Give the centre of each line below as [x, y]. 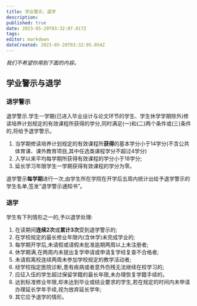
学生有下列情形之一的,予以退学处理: [50, 217]
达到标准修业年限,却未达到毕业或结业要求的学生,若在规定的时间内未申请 [102, 282]
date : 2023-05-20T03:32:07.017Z [46, 28]
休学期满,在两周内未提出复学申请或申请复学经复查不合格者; [87, 252]
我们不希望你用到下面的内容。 [43, 63]
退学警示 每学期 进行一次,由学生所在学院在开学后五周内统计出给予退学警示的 [98, 178]
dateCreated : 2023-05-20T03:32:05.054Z [56, 45]
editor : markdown [28, 39]
